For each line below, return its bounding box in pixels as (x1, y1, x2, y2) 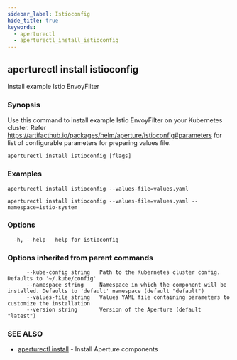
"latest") (7, 312, 37, 320)
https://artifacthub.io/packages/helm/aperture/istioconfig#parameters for (7, 131, 222, 139)
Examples (7, 169, 43, 179)
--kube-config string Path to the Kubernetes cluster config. (26, 269, 221, 276)
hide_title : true (7, 17, 59, 24)
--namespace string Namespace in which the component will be (26, 282, 227, 289)
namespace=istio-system (7, 203, 78, 211)
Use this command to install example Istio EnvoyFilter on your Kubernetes (7, 116, 223, 125)
